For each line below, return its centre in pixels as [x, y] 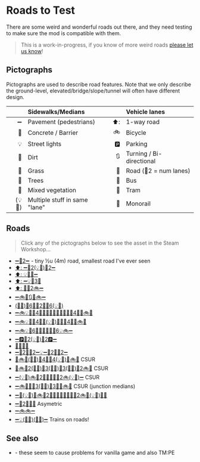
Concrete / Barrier [53, 133]
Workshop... [36, 249]
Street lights [44, 144]
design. [15, 97]
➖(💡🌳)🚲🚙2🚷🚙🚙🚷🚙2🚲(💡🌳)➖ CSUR [57, 377]
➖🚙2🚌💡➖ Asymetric [38, 404]
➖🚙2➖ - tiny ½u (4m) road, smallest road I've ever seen [82, 261]
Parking [137, 144]
